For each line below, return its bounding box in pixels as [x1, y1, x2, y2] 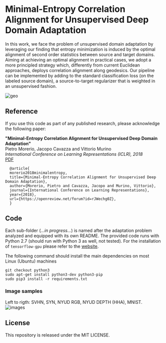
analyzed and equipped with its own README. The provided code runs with [5, 232, 160, 239]
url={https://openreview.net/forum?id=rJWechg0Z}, [9, 196, 116, 202]
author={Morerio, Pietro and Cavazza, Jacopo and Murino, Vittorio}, [9, 183, 156, 188]
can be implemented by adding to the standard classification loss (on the [5, 72, 154, 78]
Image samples [5, 288, 43, 295]
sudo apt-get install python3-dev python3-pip [5, 272, 103, 277]
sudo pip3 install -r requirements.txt [5, 276, 88, 281]
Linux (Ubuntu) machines [5, 258, 57, 264]
